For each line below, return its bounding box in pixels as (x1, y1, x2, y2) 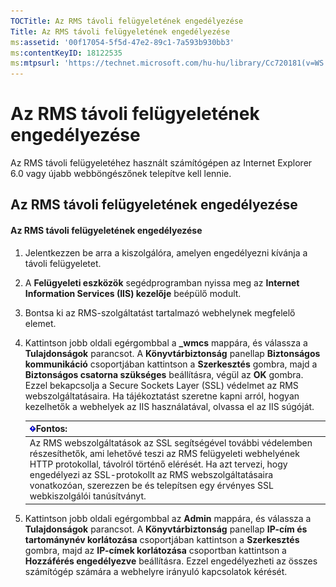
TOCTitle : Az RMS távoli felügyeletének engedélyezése (10, 16, 244, 26)
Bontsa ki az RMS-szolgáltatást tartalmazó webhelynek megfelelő (24, 306, 296, 319)
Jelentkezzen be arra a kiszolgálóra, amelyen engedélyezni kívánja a (24, 246, 308, 259)
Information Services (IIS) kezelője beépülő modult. (24, 287, 242, 299)
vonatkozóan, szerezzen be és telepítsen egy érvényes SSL (29, 480, 274, 492)
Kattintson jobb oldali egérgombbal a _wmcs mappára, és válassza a (24, 336, 308, 349)
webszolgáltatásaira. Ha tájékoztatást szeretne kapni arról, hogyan (24, 390, 300, 402)
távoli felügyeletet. (24, 257, 102, 269)
